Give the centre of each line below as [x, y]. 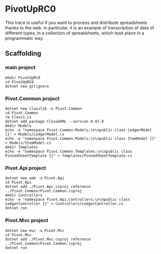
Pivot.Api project [26, 168]
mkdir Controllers [24, 195]
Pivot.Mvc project [27, 220]
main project [20, 68]
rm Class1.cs [18, 117]
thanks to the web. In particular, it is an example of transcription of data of [80, 27]
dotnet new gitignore [27, 86]
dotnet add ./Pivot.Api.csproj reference [48, 187]
